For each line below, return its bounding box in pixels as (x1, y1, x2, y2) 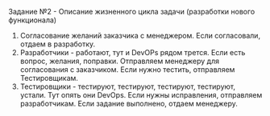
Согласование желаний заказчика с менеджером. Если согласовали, (19, 31, 260, 40)
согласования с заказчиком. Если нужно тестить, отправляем (19, 65, 235, 74)
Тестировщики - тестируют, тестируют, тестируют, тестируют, (19, 82, 236, 91)
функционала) (8, 15, 57, 25)
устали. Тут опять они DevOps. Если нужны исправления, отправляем (19, 90, 263, 99)
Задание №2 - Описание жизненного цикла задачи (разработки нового (8, 7, 255, 16)
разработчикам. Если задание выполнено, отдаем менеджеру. (19, 99, 238, 108)
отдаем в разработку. (19, 39, 96, 49)
